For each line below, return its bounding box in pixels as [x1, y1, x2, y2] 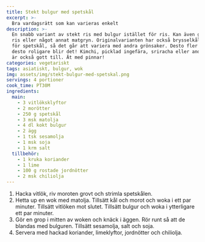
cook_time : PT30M [6, 83, 51, 89]
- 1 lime [17, 162, 40, 168]
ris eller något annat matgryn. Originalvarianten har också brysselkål [12, 37, 201, 43]
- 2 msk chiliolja [17, 173, 64, 180]
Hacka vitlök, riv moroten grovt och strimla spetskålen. [15, 190, 153, 197]
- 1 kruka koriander [17, 156, 70, 162]
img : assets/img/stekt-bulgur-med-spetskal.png [6, 71, 130, 77]
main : [12, 94, 26, 100]
